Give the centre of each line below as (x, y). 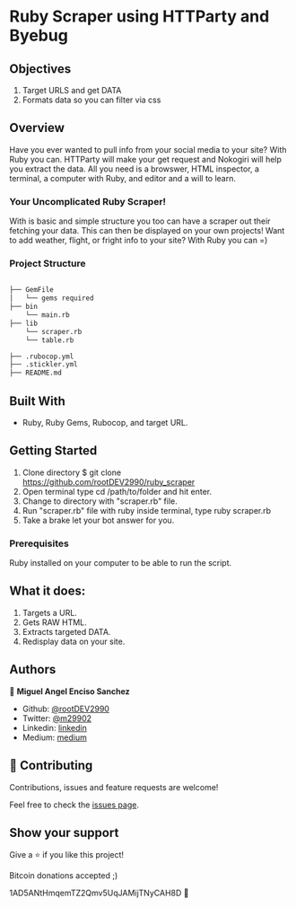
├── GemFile (31, 290)
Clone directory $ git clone (72, 472)
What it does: (48, 591)
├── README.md (36, 373)
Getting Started (53, 451)
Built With (37, 401)
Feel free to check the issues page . (74, 805)
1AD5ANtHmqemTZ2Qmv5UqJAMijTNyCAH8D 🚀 (100, 893)
